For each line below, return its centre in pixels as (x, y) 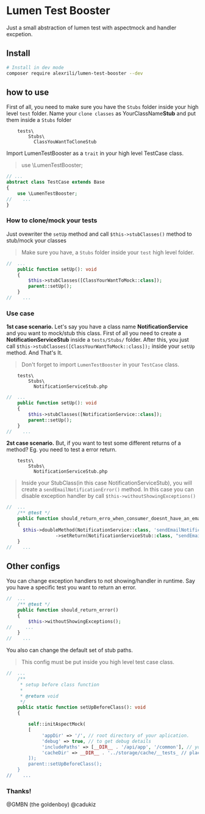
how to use (28, 92)
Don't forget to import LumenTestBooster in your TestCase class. (100, 364)
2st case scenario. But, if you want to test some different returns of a (94, 443)
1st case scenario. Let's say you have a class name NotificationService (97, 327)
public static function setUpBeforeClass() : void (82, 707)
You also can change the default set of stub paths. (70, 650)
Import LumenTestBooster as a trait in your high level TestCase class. (95, 153)
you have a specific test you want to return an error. (71, 587)
